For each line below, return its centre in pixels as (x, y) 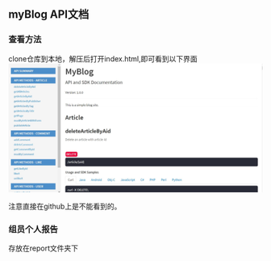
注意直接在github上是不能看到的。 (65, 206)
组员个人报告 (33, 229)
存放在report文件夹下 (44, 248)
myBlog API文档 (49, 15)
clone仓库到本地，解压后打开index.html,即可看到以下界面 (103, 58)
